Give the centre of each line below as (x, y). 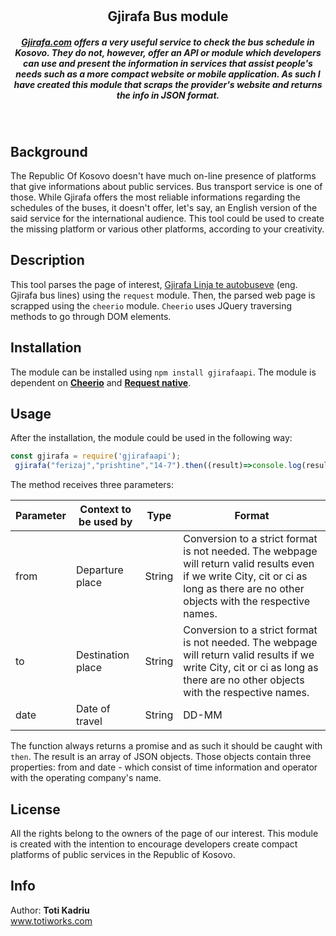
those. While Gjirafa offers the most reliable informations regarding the (155, 197)
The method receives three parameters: (92, 485)
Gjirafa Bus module (168, 16)
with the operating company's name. (86, 778)
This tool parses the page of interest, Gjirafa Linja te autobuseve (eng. (154, 284)
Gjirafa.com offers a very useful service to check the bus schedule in (168, 42)
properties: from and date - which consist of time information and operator (164, 767)
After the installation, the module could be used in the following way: (151, 438)
